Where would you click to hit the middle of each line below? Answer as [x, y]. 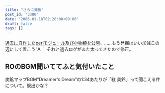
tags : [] [14, 28]
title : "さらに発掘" [24, 10]
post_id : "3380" [22, 14]
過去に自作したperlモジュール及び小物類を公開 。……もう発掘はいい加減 [78, 43]
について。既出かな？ [27, 86]
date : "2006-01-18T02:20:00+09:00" [42, 19]
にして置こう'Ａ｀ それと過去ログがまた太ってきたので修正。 [71, 49]
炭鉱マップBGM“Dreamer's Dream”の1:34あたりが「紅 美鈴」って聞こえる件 [83, 79]
